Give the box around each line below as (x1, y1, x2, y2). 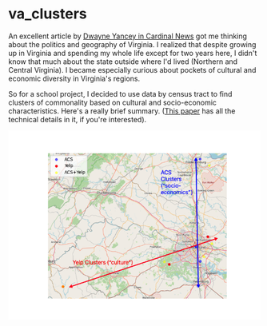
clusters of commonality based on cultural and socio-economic (8, 97, 217, 107)
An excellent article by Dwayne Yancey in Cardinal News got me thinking (8, 31, 248, 41)
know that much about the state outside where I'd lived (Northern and (8, 57, 238, 66)
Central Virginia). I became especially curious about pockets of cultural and (8, 65, 257, 74)
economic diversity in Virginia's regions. (8, 74, 141, 83)
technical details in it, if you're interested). (8, 114, 147, 124)
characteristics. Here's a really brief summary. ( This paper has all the (8, 105, 236, 116)
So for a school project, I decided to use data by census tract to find (8, 89, 233, 98)
